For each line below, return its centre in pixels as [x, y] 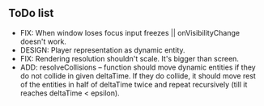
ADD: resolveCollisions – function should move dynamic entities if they [138, 67]
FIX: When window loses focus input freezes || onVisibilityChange [130, 32]
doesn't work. [43, 41]
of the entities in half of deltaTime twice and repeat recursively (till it [134, 84]
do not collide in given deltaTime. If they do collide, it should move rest [138, 75]
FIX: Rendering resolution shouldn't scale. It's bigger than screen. [129, 58]
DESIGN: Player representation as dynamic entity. [102, 50]
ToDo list [31, 13]
